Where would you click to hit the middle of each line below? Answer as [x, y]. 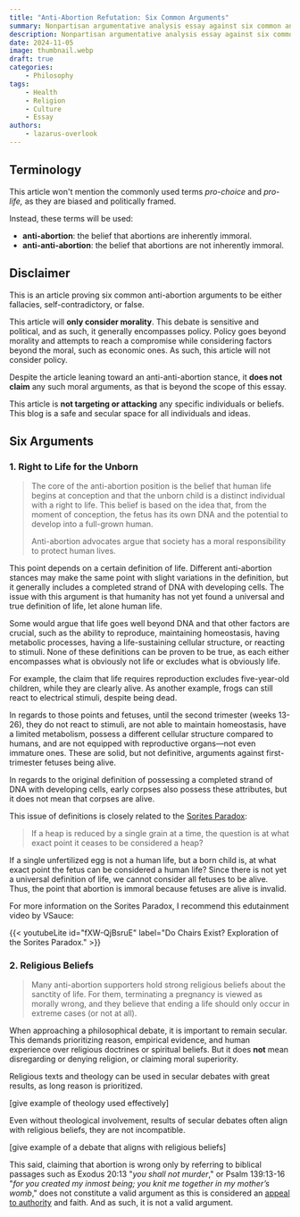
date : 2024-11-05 [42, 42]
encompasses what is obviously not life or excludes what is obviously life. [145, 661]
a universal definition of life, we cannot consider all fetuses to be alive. [139, 879]
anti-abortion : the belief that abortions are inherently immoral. [137, 235]
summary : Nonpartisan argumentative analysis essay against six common [145, 26]
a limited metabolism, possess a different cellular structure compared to [142, 734]
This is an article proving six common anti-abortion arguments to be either [146, 295]
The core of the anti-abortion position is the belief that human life [151, 486]
